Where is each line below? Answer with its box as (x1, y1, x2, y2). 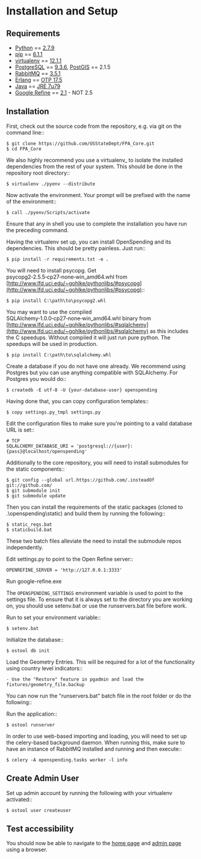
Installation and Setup (6, 4, 119, 18)
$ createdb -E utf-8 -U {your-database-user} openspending (6, 387, 158, 393)
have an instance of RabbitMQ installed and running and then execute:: (6, 745, 182, 752)
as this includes (149, 327, 188, 335)
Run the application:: (6, 710, 57, 717)
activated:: (6, 796, 32, 803)
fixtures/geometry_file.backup (6, 681, 85, 688)
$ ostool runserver (6, 722, 55, 728)
